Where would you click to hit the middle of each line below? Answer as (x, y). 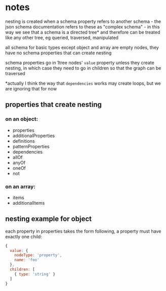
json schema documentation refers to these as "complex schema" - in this (82, 26)
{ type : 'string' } (35, 274)
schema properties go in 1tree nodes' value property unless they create (80, 62)
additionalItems (29, 203)
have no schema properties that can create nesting (58, 53)
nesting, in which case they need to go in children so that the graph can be (83, 68)
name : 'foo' (27, 260)
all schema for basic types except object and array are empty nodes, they (82, 47)
